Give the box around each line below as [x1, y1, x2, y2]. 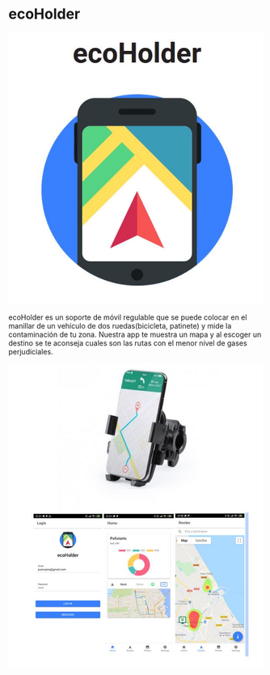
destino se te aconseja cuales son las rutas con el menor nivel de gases [8, 338, 248, 348]
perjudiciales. [8, 347, 54, 357]
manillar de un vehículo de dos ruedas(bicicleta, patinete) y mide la [8, 321, 232, 331]
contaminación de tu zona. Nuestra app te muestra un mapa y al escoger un [8, 329, 262, 340]
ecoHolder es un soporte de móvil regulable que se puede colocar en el [8, 312, 247, 322]
